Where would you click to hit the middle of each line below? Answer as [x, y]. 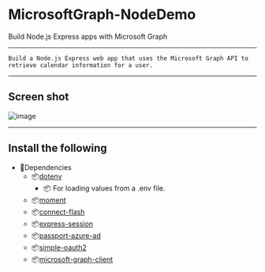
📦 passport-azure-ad [66, 236]
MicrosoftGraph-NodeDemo [102, 15]
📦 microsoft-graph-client [72, 259]
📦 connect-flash [58, 212]
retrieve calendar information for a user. [81, 65]
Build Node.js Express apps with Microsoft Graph [88, 36]
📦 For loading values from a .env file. [104, 188]
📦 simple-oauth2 [59, 247]
